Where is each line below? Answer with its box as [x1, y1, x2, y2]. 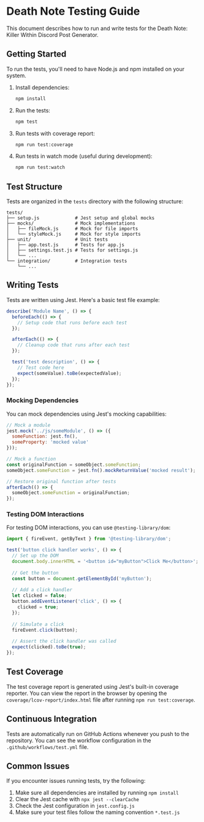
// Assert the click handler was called [12, 638, 116, 645]
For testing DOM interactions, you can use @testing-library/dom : [6, 524, 171, 532]
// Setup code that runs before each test [17, 319, 127, 326]
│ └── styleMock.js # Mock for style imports [6, 231, 141, 238]
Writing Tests [6, 280, 59, 290]
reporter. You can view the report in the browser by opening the [6, 689, 167, 697]
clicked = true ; [17, 604, 59, 610]
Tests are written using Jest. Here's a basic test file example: [6, 296, 161, 303]
